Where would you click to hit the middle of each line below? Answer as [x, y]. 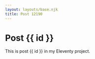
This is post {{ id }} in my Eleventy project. [48, 51]
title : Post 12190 [24, 14]
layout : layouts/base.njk [31, 9]
